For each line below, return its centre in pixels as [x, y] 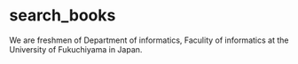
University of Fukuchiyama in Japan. [76, 49]
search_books [63, 16]
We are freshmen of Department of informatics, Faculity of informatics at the [149, 40]
